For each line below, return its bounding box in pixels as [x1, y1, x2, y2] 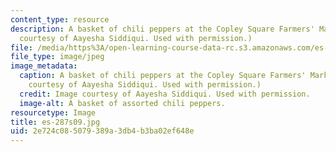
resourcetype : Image [10, 107, 97, 118]
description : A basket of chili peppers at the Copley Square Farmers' [10, 24, 315, 34]
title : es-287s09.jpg [10, 117, 101, 127]
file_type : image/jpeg [10, 52, 105, 62]
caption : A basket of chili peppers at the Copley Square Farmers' [19, 71, 307, 81]
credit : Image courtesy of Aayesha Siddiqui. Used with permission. [19, 89, 311, 99]
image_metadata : [10, 61, 78, 71]
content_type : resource [10, 14, 110, 25]
